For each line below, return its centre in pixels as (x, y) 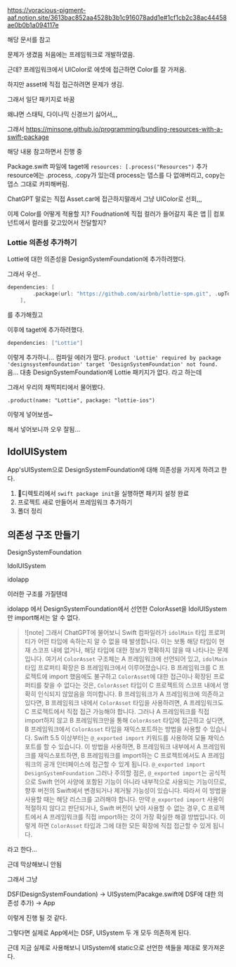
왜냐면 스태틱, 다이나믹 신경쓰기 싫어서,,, (63, 114)
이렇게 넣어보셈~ (30, 414)
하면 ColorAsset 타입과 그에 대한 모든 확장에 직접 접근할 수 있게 (124, 826)
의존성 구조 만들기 (44, 535)
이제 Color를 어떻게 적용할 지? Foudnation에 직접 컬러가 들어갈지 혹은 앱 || (110, 214)
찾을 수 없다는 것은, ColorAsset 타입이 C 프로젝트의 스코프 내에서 (132, 685)
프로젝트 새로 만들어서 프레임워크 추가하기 (75, 502)
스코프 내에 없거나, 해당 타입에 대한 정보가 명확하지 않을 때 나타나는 (124, 650)
